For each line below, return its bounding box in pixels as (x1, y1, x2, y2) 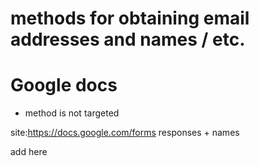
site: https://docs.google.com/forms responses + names (10, 127, 240, 139)
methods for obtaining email (10, 7, 250, 30)
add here (10, 146, 48, 158)
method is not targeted (24, 107, 120, 119)
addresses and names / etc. (10, 28, 246, 51)
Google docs (10, 74, 118, 97)
